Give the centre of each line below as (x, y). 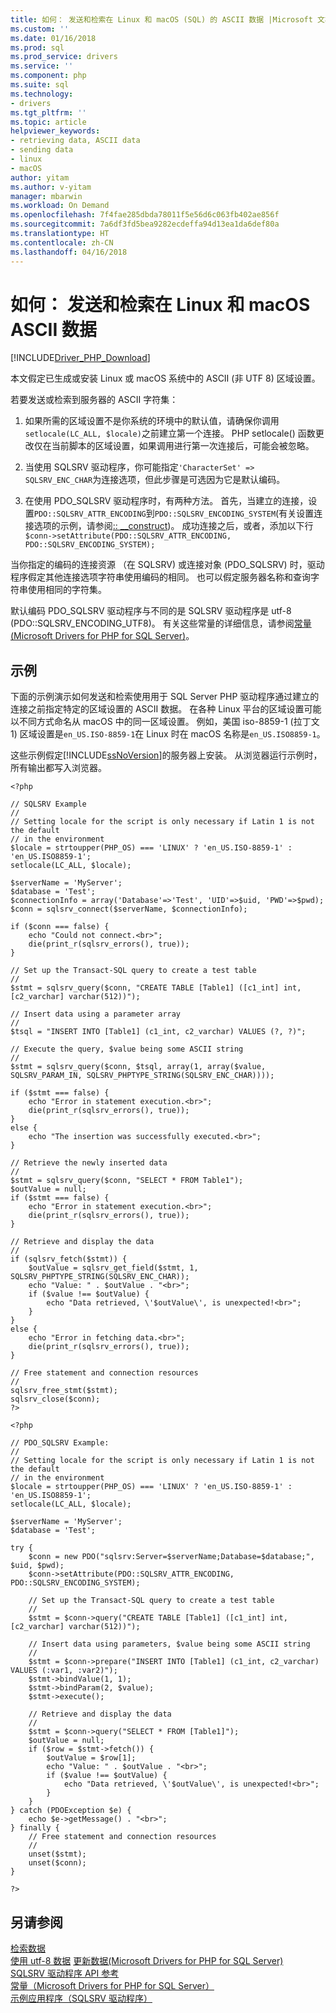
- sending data (42, 150)
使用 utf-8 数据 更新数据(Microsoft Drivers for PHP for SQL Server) (147, 1961)
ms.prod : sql (37, 47)
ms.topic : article (48, 122)
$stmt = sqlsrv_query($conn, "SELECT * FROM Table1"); (127, 1181)
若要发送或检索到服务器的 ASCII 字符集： (94, 400)
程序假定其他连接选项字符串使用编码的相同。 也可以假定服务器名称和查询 (160, 577)
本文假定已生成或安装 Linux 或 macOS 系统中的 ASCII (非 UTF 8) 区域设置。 (165, 378)
